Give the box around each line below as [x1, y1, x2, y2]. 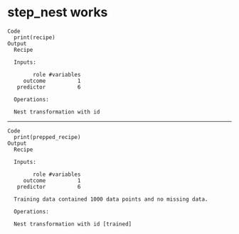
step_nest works [7, 4, 108, 21]
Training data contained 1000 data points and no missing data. [14, 196, 208, 203]
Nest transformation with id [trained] [14, 221, 132, 228]
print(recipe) [14, 33, 55, 41]
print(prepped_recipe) [14, 133, 81, 140]
